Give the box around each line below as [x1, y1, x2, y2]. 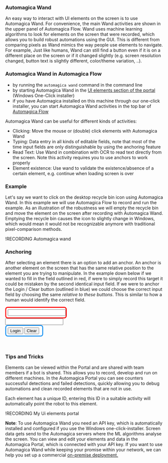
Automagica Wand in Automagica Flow [5, 71, 102, 78]
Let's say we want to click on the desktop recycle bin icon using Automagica [5, 194, 163, 200]
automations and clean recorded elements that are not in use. [5, 386, 132, 392]
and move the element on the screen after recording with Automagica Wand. [5, 210, 163, 216]
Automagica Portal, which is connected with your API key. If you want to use [5, 441, 163, 447]
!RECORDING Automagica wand [5, 236, 71, 242]
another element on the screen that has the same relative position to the [5, 265, 154, 271]
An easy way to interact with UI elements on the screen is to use [5, 16, 138, 22]
